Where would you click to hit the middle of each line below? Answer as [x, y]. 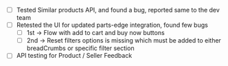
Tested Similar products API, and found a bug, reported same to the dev [118, 10]
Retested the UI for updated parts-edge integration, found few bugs [112, 25]
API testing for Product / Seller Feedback [74, 56]
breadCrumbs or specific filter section [80, 48]
